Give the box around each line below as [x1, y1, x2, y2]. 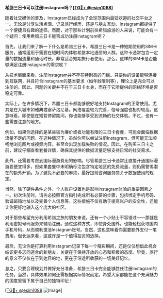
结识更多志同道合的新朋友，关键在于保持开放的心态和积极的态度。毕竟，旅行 [5, 249, 158, 255]
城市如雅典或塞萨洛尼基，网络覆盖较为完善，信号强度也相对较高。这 [21, 107, 158, 112]
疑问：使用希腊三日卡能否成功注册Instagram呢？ [9, 33, 106, 39]
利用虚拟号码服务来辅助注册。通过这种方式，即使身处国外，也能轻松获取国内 [5, 221, 158, 226]
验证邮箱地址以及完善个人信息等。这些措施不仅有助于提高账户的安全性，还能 [5, 199, 158, 204]
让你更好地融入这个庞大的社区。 [5, 204, 69, 210]
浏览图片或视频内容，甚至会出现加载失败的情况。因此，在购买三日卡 [13, 141, 149, 147]
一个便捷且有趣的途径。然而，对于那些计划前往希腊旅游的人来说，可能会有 [5, 27, 154, 33]
